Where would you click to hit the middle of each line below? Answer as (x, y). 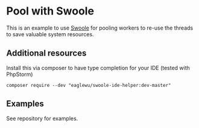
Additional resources (46, 53)
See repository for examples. (42, 118)
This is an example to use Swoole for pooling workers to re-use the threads (100, 28)
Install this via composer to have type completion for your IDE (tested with (98, 68)
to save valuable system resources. (50, 34)
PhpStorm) (20, 74)
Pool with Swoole (50, 11)
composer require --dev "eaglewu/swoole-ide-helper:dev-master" (89, 85)
